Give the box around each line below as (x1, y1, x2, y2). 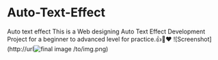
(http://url (7, 44, 34, 52)
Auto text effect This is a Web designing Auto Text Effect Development (7, 27, 206, 35)
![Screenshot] (173, 35, 212, 43)
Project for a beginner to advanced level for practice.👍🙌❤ (7, 35, 172, 43)
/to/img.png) (72, 44, 109, 52)
